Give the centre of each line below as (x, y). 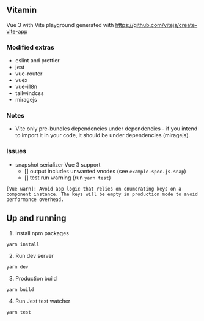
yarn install (23, 244)
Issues (16, 151)
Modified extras (31, 47)
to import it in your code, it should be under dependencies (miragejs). (103, 135)
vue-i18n (26, 87)
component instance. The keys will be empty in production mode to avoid (102, 194)
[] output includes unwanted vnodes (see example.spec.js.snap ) (105, 171)
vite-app (17, 31)
